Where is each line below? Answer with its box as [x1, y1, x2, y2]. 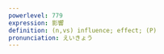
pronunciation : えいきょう [8, 33, 93, 42]
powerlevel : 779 [8, 11, 63, 20]
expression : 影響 [8, 19, 65, 27]
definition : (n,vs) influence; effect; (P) [8, 26, 158, 34]
